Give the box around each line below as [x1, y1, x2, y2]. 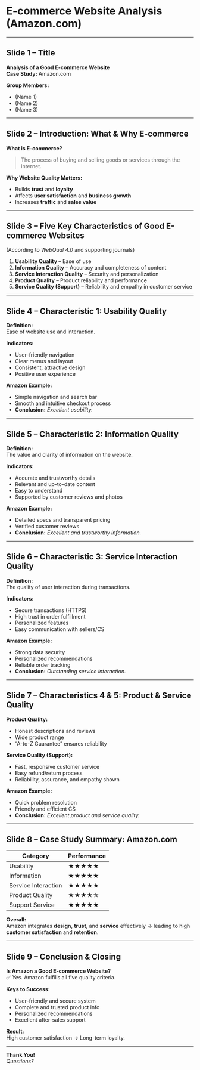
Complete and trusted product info [14, 1004, 100, 1011]
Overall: [6, 916, 27, 923]
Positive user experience [14, 370, 76, 378]
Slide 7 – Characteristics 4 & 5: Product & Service [6, 691, 192, 701]
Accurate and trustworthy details [14, 474, 96, 481]
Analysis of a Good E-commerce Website [6, 64, 110, 71]
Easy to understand [14, 487, 63, 494]
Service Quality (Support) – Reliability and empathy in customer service [14, 283, 192, 290]
